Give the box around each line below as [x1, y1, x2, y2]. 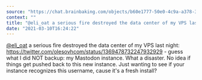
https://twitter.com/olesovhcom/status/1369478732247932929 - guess [6, 48, 183, 56]
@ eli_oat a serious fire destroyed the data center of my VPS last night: [6, 42, 180, 49]
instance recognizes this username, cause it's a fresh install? [6, 67, 158, 75]
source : [6, 8, 26, 15]
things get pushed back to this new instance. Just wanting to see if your [6, 61, 185, 68]
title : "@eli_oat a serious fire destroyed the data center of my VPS [6, 20, 187, 26]
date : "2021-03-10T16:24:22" [6, 25, 79, 32]
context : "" [6, 14, 36, 20]
